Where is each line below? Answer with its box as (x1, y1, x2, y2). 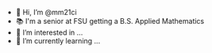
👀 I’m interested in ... (15, 28, 83, 37)
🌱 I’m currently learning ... (15, 36, 101, 45)
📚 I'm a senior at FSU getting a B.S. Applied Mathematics (15, 17, 205, 25)
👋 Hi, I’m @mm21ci (15, 8, 77, 17)
